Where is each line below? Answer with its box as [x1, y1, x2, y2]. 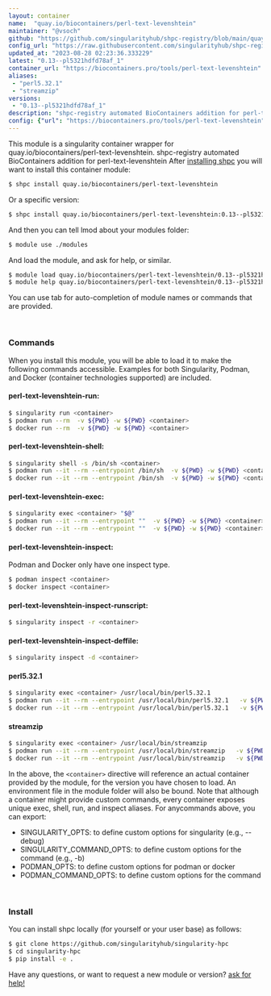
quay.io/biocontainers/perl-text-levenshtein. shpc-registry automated [8, 147, 240, 157]
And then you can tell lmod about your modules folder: [8, 225, 190, 235]
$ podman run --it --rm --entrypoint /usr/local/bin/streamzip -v [8, 747, 244, 755]
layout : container [8, 11, 70, 20]
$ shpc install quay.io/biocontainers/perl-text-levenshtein [8, 180, 219, 188]
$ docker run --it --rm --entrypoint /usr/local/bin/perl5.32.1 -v [8, 704, 248, 712]
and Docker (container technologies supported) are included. [8, 373, 212, 382]
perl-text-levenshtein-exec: [8, 491, 105, 501]
